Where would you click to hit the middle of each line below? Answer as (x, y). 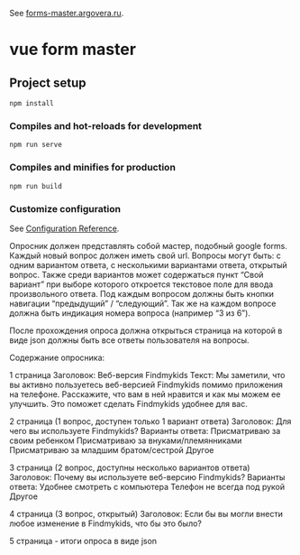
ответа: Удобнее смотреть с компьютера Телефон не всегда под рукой (147, 486)
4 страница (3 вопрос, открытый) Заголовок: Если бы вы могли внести (146, 513)
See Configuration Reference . (64, 228)
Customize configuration (65, 208)
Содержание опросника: (57, 357)
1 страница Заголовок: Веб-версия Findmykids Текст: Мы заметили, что (147, 375)
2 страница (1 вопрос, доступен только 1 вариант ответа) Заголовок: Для (150, 421)
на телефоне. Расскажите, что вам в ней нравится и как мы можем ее (145, 394)
